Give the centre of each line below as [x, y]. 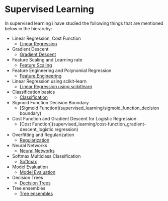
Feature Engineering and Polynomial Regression [62, 70]
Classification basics [33, 92]
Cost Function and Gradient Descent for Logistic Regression [74, 118]
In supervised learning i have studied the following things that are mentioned [84, 23]
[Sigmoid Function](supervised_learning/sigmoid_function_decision [89, 108]
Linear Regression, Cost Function [46, 38]
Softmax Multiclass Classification [46, 156]
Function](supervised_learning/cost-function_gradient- [89, 124]
